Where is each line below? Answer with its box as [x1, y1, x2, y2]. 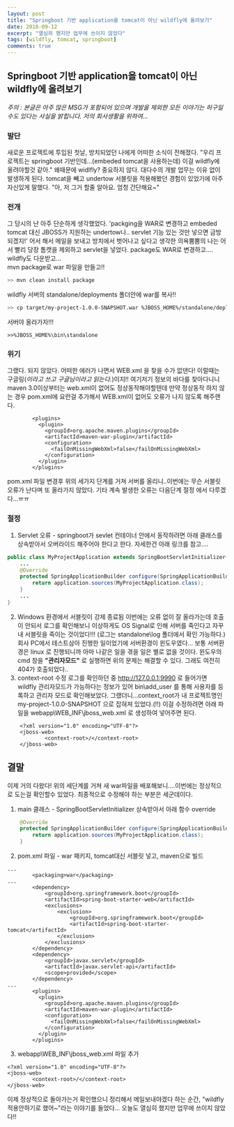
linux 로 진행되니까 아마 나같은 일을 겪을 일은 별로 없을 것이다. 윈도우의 [30, 647, 222, 656]
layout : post [7, 10, 45, 17]
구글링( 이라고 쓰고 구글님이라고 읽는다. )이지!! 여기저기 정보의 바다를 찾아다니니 [7, 375, 220, 384]
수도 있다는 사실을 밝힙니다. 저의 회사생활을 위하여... [7, 112, 148, 120]
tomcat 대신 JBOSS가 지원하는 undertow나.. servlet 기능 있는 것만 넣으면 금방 [7, 228, 221, 237]
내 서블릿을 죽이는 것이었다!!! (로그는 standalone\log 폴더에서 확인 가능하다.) [17, 629, 226, 639]
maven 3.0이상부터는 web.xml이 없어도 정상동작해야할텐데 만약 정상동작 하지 [7, 384, 218, 392]
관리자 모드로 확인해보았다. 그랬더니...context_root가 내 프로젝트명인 [36, 691, 223, 699]
